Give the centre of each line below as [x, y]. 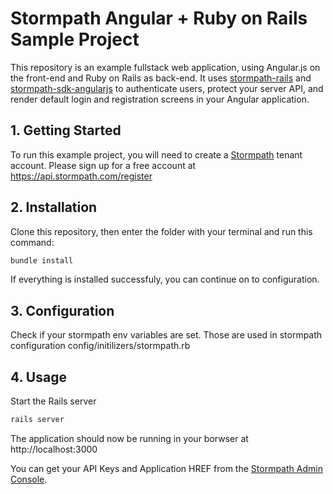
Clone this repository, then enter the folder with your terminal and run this [161, 231]
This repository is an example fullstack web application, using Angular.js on [165, 67]
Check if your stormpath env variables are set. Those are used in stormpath [166, 335]
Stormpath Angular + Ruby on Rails [159, 18]
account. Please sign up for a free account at [103, 165]
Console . [29, 479]
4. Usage [38, 377]
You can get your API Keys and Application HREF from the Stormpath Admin [166, 468]
